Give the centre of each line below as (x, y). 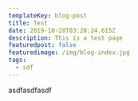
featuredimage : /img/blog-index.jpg (69, 52)
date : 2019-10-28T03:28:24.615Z (62, 30)
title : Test (28, 23)
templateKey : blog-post (48, 16)
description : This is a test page (66, 38)
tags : (17, 60)
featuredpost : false (43, 45)
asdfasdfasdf (30, 90)
